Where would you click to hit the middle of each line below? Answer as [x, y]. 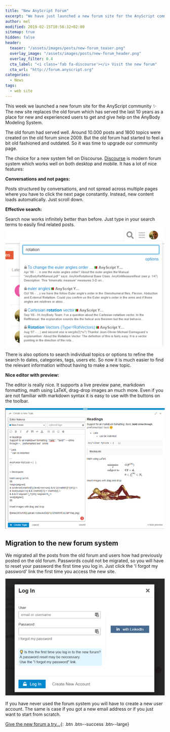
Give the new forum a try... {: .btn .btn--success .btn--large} [67, 724]
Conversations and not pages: [38, 179]
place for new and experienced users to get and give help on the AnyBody [83, 117]
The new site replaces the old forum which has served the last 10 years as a [84, 112]
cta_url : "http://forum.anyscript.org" [52, 69]
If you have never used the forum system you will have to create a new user [84, 703]
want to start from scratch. [33, 714]
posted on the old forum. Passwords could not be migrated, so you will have [84, 561]
